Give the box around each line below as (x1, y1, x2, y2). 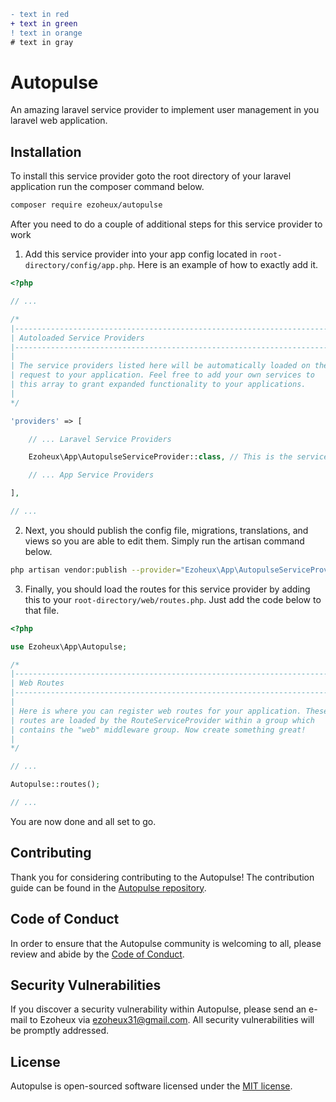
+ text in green (10, 18, 78, 29)
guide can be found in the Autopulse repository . (10, 881, 207, 894)
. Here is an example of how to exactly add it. (132, 259, 318, 271)
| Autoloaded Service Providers (10, 333, 145, 343)
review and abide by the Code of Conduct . (10, 948, 185, 960)
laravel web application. (10, 115, 108, 127)
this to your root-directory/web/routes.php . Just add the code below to (24, 593, 322, 605)
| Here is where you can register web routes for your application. (10, 706, 302, 716)
